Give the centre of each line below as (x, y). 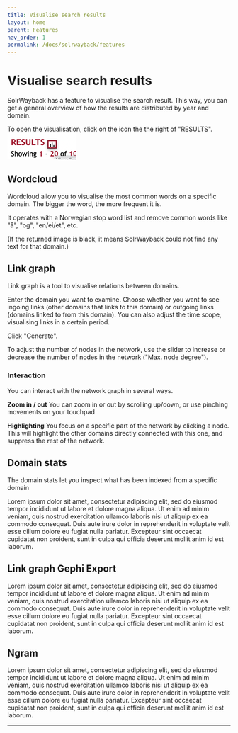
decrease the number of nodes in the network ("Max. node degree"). (108, 357)
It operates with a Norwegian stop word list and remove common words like (118, 217)
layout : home (27, 22)
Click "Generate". (33, 336)
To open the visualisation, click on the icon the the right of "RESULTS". (110, 129)
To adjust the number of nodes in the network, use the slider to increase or (117, 349)
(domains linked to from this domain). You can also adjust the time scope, (114, 314)
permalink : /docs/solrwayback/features (66, 45)
